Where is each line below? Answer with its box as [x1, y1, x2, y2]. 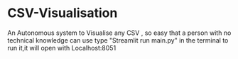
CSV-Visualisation [7, 5, 118, 21]
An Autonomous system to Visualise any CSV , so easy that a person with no [7, 28, 232, 37]
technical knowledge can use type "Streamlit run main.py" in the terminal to [7, 36, 229, 44]
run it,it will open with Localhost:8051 [7, 43, 117, 52]
